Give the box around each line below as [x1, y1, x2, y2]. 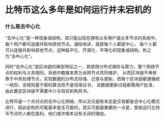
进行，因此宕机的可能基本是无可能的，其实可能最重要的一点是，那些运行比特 [5, 104, 160, 110]
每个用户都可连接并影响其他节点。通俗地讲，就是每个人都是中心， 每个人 [5, 41, 153, 47]
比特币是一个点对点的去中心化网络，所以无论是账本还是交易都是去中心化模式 [5, 99, 160, 104]
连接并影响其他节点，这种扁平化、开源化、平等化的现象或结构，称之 [13, 47, 151, 53]
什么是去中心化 [5, 23, 41, 30]
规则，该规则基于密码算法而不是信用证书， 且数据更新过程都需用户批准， [9, 82, 157, 88]
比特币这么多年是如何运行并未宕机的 [5, 4, 152, 16]
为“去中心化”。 [5, 53, 35, 59]
